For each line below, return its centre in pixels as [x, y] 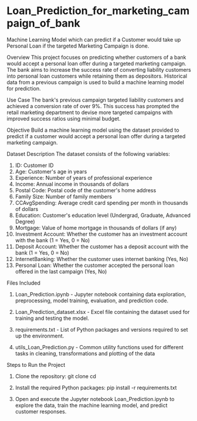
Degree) [25, 221]
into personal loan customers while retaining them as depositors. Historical [97, 76]
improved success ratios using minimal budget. [64, 118]
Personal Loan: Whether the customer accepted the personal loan [95, 265]
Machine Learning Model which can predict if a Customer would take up [94, 39]
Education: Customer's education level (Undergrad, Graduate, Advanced [103, 215]
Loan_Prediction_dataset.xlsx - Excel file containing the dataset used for [102, 312]
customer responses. [41, 411]
